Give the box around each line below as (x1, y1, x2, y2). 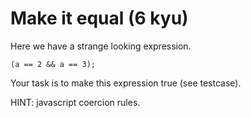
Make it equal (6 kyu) (10, 7, 189, 30)
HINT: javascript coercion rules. (10, 96, 141, 108)
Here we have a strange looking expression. (10, 40, 192, 52)
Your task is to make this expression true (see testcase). (10, 77, 242, 89)
